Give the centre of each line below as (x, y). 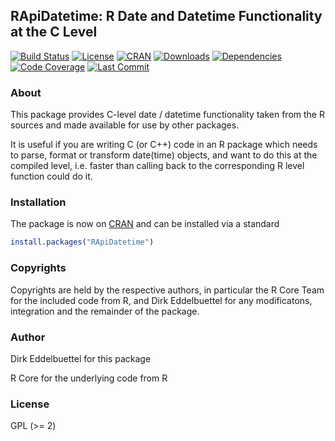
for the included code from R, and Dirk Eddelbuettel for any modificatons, (161, 300)
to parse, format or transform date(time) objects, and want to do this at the (164, 155)
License (30, 404)
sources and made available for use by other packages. (125, 125)
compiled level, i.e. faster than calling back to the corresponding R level (157, 166)
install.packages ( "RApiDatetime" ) (82, 242)
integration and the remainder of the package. (105, 311)
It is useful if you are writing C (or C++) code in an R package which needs (164, 145)
